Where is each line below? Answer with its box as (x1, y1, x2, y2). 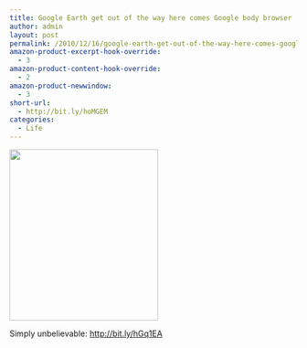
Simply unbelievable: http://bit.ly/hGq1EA (9, 328, 163, 339)
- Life (17, 124, 43, 133)
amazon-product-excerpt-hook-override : (9, 47, 162, 57)
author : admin (9, 22, 64, 31)
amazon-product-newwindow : (9, 81, 112, 90)
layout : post (9, 30, 59, 39)
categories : (9, 115, 55, 124)
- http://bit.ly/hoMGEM (17, 107, 108, 116)
